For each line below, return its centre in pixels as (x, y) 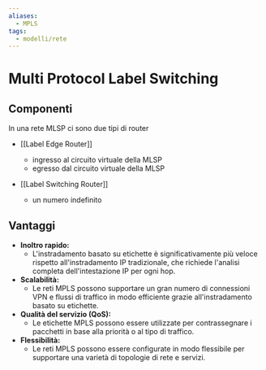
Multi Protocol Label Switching (114, 79)
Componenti (41, 109)
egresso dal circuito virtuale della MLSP (99, 168)
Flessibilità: (40, 340)
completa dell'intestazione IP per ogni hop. (104, 271)
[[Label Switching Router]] (64, 185)
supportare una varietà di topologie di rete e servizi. (119, 358)
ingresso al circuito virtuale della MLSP (97, 160)
